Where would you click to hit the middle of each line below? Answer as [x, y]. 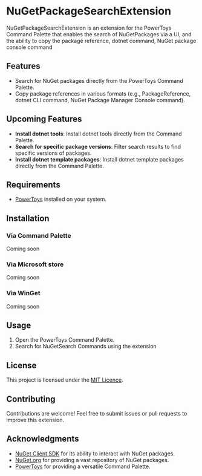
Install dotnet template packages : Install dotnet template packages [99, 159]
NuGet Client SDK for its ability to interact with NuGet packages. [95, 453]
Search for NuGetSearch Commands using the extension [86, 347]
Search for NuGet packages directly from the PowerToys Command [99, 80]
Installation [28, 218]
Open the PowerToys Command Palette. [65, 340]
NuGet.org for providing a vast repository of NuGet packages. [92, 460]
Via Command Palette [39, 235]
